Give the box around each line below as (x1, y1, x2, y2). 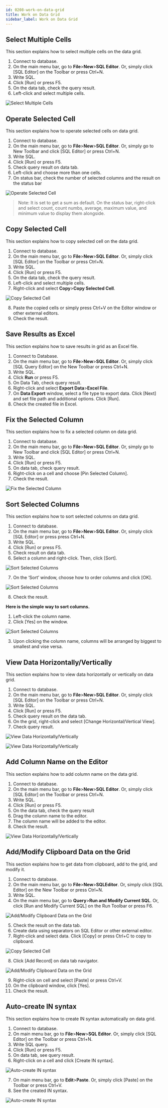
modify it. (6, 866, 26, 872)
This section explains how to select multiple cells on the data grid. (6, 49, 142, 55)
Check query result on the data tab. (13, 713, 87, 719)
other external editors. (13, 310, 59, 316)
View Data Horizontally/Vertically (6, 658, 112, 666)
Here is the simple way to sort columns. (6, 604, 90, 610)
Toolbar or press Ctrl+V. (13, 1082, 63, 1088)
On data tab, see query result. (13, 1052, 75, 1058)
